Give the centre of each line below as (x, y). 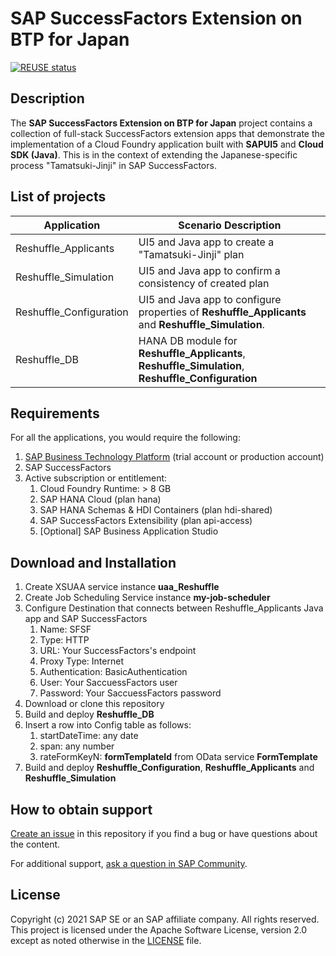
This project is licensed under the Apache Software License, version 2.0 (159, 929)
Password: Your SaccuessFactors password (130, 693)
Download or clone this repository (94, 704)
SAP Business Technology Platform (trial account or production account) (174, 457)
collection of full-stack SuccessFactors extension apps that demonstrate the (167, 133)
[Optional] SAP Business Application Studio (129, 531)
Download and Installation (93, 562)
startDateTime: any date (89, 736)
